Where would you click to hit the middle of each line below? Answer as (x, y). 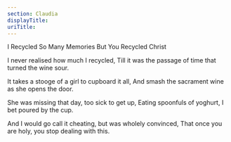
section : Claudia (33, 14)
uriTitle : (22, 27)
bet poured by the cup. (40, 110)
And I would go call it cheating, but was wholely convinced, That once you (115, 124)
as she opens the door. (40, 89)
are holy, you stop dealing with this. (59, 131)
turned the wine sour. (38, 68)
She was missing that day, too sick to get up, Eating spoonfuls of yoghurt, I (115, 103)
